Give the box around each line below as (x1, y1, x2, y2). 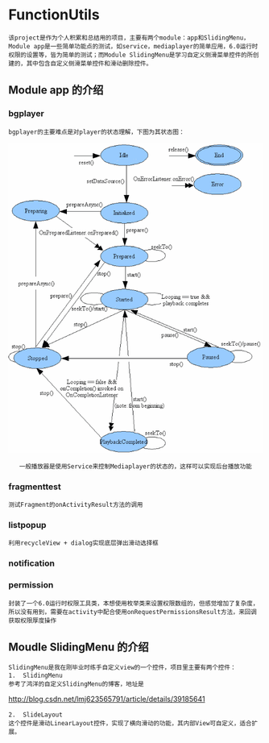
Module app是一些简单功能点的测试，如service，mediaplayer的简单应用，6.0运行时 (8, 42, 259, 50)
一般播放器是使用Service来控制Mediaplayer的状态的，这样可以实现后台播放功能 (19, 462, 252, 471)
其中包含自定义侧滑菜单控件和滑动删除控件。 (26, 59, 153, 68)
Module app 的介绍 (8, 83, 104, 98)
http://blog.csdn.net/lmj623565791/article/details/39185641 (8, 695, 205, 704)
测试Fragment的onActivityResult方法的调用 (8, 501, 143, 509)
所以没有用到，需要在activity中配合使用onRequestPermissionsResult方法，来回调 (8, 608, 258, 616)
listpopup (8, 520, 47, 530)
